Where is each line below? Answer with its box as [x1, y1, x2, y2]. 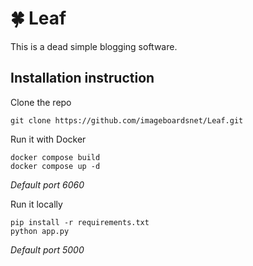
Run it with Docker [10, 133, 87, 145]
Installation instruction [10, 70, 155, 87]
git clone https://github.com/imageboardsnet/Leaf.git [10, 115, 244, 126]
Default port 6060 [10, 178, 85, 191]
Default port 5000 [10, 243, 85, 256]
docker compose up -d [10, 161, 101, 171]
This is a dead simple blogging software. [10, 40, 178, 52]
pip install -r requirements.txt [10, 217, 150, 227]
